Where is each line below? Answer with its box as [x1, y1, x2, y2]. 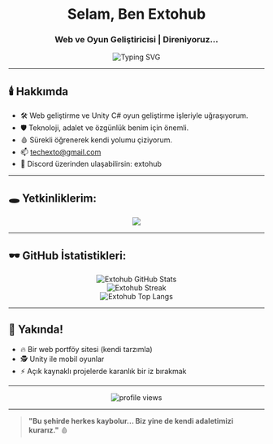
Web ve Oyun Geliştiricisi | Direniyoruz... [54, 34, 219, 46]
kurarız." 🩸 [28, 424, 68, 435]
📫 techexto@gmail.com [19, 147, 102, 157]
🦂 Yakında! [8, 323, 63, 337]
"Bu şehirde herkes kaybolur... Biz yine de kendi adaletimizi [28, 416, 234, 425]
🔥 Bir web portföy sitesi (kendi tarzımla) [19, 344, 153, 354]
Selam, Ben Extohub [67, 5, 206, 24]
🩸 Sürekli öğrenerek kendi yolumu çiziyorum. [19, 135, 173, 145]
